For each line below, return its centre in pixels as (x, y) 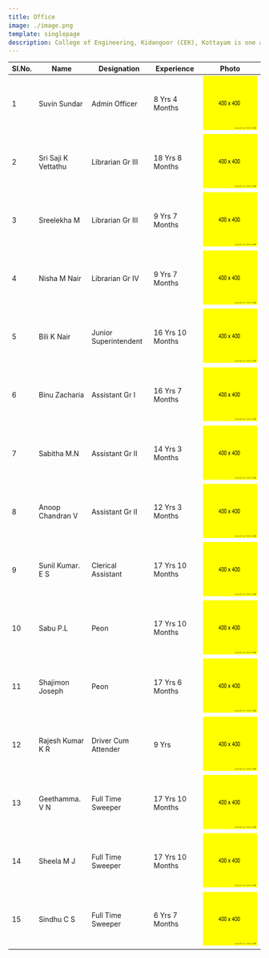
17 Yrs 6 (168, 682)
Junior (102, 332)
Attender (106, 749)
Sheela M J (57, 861)
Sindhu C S (57, 919)
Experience (175, 68)
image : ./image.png (41, 25)
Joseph (51, 691)
